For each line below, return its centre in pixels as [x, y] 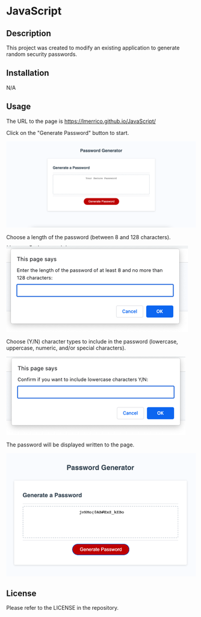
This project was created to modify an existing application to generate [93, 48]
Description [29, 33]
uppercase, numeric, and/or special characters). [66, 348]
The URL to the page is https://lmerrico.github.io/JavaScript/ [81, 121]
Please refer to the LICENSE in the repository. [63, 607]
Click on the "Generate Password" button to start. [68, 133]
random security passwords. [42, 54]
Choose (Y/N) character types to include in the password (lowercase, [92, 341]
